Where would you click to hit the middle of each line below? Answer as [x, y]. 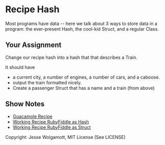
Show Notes [25, 104]
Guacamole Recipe [32, 116]
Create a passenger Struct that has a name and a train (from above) [84, 88]
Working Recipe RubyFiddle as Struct [52, 127]
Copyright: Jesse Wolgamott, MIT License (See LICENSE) [65, 137]
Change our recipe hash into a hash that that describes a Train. [71, 57]
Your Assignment [33, 45]
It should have [20, 67]
